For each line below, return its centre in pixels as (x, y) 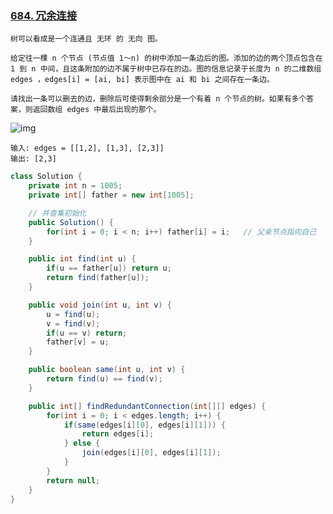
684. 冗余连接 (44, 15)
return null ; (73, 480)
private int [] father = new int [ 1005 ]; (111, 195)
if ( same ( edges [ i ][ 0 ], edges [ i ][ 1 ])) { (144, 425)
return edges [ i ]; (118, 434)
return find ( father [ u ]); (98, 278)
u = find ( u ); (73, 314)
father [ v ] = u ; (78, 342)
